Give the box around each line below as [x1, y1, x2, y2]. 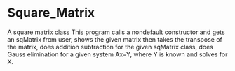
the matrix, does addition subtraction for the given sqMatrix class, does [7, 42, 214, 51]
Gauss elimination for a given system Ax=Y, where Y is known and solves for [7, 50, 228, 58]
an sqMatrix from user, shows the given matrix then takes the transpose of [7, 35, 223, 43]
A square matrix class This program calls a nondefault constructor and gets [7, 28, 226, 36]
